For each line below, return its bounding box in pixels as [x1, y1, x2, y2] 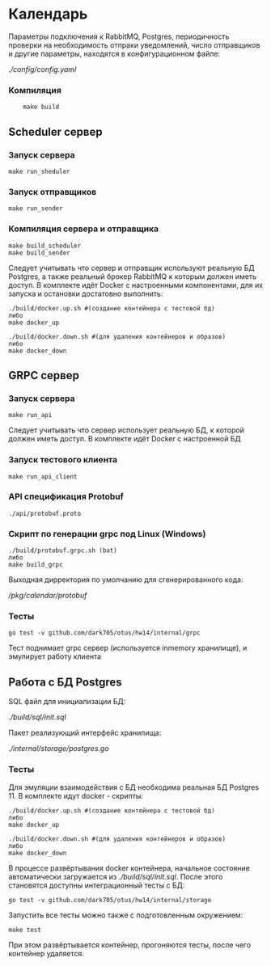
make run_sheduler [8, 167, 70, 175]
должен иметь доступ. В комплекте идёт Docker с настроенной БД [8, 434, 241, 444]
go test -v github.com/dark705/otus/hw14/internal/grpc [8, 629, 201, 637]
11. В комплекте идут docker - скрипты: [8, 791, 144, 800]
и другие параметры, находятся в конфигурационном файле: [8, 49, 221, 58]
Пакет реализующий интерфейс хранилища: [8, 728, 162, 738]
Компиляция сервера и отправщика [8, 223, 159, 234]
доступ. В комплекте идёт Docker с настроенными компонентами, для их [8, 280, 264, 289]
